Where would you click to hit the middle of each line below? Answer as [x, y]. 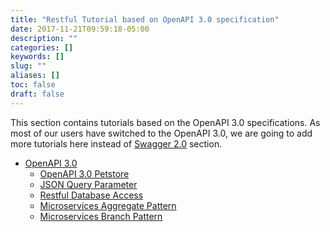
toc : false [33, 85]
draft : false [37, 94]
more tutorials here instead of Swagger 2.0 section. [116, 143]
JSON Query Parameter [88, 184]
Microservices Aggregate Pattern [108, 205]
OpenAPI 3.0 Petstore [84, 173]
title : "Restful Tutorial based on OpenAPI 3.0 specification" [145, 19]
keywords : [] [37, 57]
